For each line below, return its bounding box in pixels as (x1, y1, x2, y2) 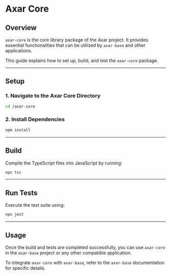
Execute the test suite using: (5, 202, 65, 208)
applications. (5, 48, 32, 53)
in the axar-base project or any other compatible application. (5, 250, 132, 256)
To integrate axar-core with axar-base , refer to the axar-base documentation (5, 259, 164, 265)
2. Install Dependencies (5, 116, 65, 123)
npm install (5, 127, 31, 132)
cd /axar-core (5, 104, 36, 109)
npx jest (5, 212, 24, 217)
